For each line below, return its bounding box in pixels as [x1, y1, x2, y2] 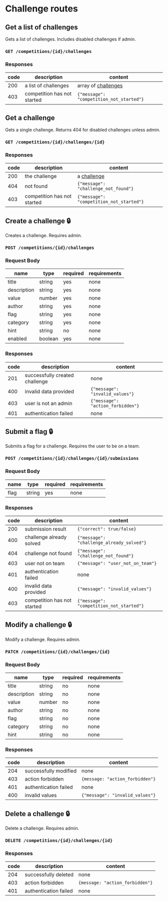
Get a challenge [5, 113, 55, 122]
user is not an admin [24, 399, 72, 406]
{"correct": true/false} [77, 526, 136, 531]
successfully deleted [24, 871, 74, 878]
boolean [39, 335, 58, 342]
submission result [24, 525, 66, 532]
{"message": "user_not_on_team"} [77, 560, 157, 566]
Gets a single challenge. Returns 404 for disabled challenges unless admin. [5, 127, 161, 133]
